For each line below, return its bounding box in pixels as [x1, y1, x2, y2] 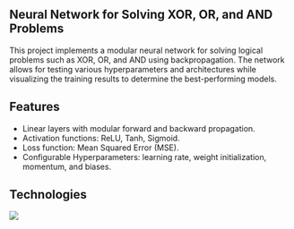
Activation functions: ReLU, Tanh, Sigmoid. [22, 132, 181, 143]
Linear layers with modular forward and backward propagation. [22, 123, 255, 133]
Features [9, 99, 60, 114]
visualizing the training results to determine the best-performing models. [9, 73, 278, 84]
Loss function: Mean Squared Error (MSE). [22, 142, 179, 153]
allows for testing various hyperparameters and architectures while [9, 64, 257, 74]
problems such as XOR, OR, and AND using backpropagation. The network [9, 54, 285, 65]
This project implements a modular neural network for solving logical [9, 45, 264, 55]
